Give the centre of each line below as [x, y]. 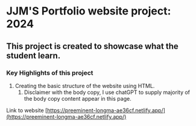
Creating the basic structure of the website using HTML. [85, 86]
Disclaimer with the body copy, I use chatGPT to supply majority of [107, 92]
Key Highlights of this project [50, 72]
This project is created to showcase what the [93, 46]
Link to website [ [27, 110]
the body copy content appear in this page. [77, 98]
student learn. [33, 55]
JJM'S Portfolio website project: [89, 11]
